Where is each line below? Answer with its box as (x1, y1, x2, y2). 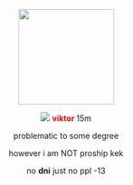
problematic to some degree (13, 131, 119, 141)
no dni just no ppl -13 (26, 165, 106, 176)
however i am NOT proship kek (8, 148, 124, 158)
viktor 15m (52, 113, 92, 124)
